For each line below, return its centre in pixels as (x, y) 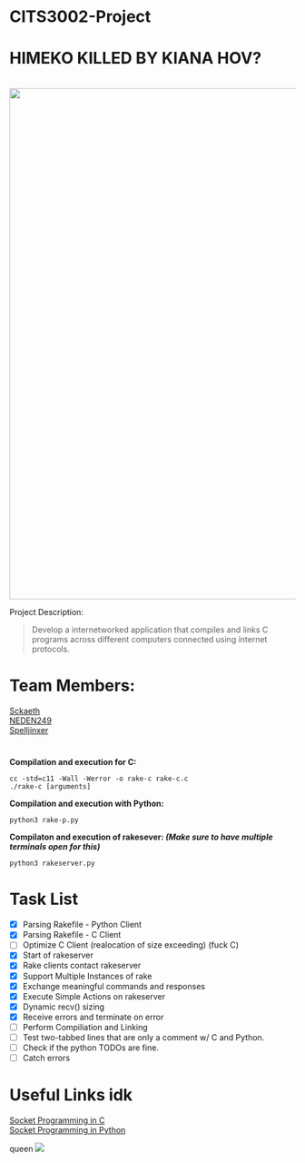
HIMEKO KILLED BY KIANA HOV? (135, 59)
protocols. (50, 649)
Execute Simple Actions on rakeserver (94, 996)
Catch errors (46, 1058)
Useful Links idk (71, 1095)
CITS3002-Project (80, 17)
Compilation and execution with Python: (87, 804)
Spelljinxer (29, 731)
